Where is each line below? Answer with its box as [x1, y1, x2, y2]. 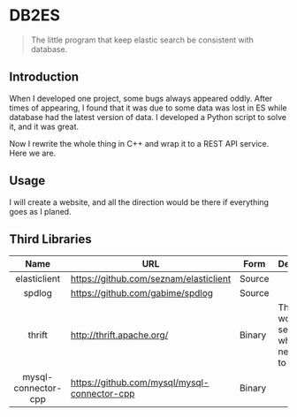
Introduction [9, 70, 80, 85]
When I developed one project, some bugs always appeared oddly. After [9, 93, 273, 103]
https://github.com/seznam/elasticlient [70, 273, 232, 285]
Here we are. [9, 148, 57, 158]
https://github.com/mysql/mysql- [70, 376, 209, 389]
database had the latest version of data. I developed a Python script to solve [9, 111, 287, 122]
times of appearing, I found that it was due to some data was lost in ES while [9, 102, 287, 113]
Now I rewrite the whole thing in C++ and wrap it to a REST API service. [9, 138, 270, 148]
